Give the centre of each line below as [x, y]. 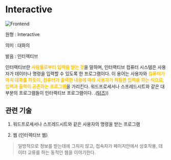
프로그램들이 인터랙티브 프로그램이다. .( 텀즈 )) [64, 93]
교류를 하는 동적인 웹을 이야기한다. [62, 152]
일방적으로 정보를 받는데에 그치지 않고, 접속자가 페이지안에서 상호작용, [88, 146]
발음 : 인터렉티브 [22, 56]
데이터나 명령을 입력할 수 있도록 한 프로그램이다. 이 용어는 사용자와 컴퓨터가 [90, 74]
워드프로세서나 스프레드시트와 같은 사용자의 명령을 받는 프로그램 [76, 124]
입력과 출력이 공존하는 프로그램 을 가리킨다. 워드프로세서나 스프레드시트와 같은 [82, 86]
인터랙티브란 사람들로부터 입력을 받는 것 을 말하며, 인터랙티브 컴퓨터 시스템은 [81, 67]
